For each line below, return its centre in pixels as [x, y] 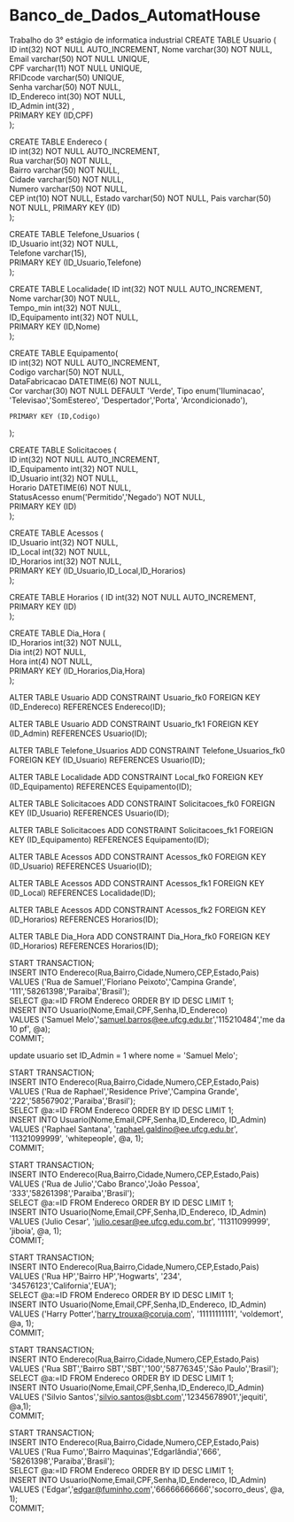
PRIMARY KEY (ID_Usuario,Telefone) [75, 262]
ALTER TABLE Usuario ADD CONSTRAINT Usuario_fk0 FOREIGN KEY [135, 697]
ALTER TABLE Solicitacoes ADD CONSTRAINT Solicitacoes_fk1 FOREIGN [141, 830]
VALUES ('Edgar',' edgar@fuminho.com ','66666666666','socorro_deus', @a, [147, 1489]
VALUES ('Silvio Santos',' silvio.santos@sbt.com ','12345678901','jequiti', [139, 1396]
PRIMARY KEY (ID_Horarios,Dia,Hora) [77, 670]
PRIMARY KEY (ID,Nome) [55, 326]
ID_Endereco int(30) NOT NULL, [67, 96]
